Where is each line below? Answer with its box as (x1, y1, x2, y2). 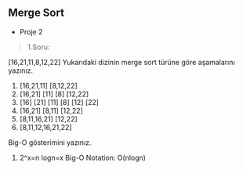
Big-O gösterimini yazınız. (8, 137, 92, 147)
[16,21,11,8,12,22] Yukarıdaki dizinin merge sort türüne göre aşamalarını (8, 57, 235, 67)
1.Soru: (27, 42, 50, 52)
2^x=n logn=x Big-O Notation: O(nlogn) (19, 153, 147, 162)
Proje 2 (19, 27, 43, 36)
